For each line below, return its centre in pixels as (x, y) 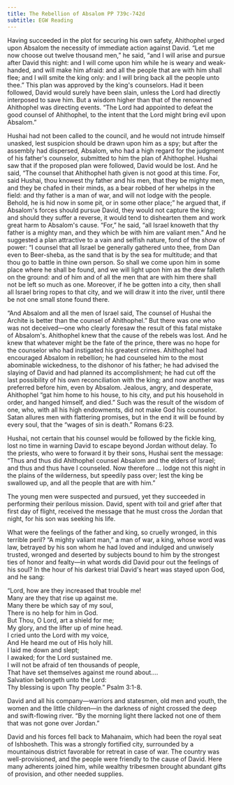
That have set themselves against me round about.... (83, 672)
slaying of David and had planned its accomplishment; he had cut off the (111, 373)
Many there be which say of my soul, (60, 605)
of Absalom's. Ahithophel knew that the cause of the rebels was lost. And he (117, 335)
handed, (19, 70)
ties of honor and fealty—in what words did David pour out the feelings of (113, 562)
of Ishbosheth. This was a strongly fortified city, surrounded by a (101, 744)
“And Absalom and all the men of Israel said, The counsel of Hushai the (109, 313)
